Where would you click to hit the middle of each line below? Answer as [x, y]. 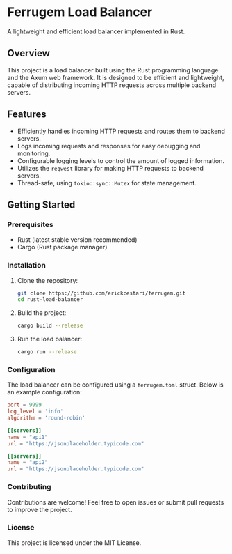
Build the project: [42, 313]
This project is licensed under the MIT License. [74, 543]
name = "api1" [28, 437]
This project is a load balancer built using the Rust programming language [113, 70]
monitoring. [34, 153]
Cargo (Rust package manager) [62, 247]
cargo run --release [47, 352]
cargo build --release [50, 326]
